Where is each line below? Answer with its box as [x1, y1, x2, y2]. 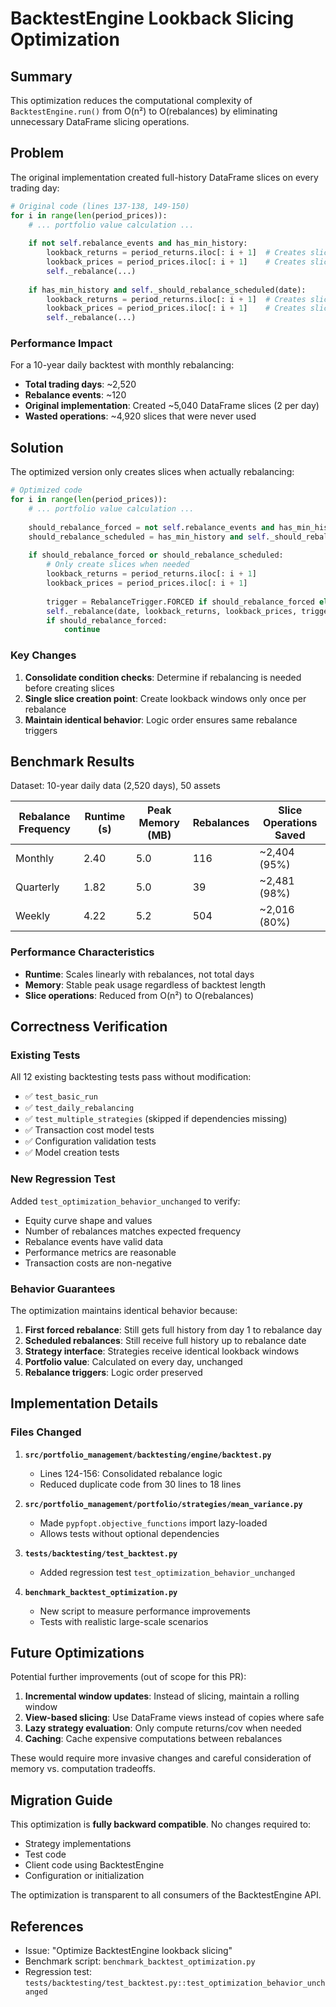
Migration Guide [10, 1792, 113, 1809]
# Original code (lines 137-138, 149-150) [10, 201, 190, 211]
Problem [10, 145, 65, 162]
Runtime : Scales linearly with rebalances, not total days [24, 968, 255, 980]
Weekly [15, 909, 51, 923]
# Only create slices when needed [46, 560, 190, 570]
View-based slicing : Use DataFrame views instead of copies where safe [24, 1712, 325, 1724]
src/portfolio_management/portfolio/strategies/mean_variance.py [24, 1499, 303, 1509]
